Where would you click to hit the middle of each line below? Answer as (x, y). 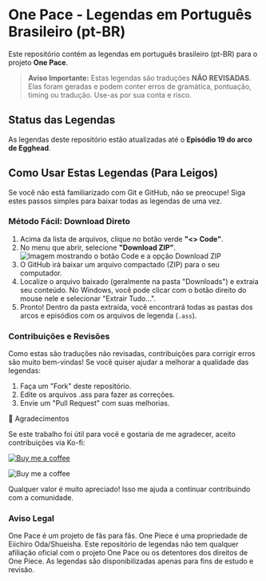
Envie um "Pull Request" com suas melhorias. (95, 403)
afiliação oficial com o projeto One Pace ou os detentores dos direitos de (128, 553)
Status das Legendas (62, 120)
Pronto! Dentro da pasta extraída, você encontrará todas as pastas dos (136, 307)
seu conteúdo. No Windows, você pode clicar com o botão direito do (133, 290)
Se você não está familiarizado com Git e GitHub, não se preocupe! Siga (127, 192)
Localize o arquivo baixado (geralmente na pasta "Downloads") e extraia (139, 281)
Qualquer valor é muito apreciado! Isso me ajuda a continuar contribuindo (129, 489)
